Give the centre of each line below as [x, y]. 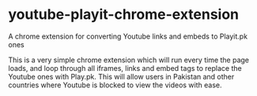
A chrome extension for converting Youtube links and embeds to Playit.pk [128, 36]
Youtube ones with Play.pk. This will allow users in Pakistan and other [121, 76]
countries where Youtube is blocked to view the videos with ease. [115, 85]
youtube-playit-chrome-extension [124, 15]
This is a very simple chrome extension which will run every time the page [129, 60]
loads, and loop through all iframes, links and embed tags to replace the [125, 68]
